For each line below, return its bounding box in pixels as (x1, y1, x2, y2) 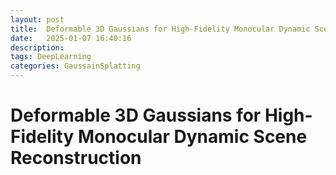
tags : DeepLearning (10, 52, 92, 62)
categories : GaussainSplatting (10, 61, 141, 71)
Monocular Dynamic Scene (77, 126, 308, 148)
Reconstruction (10, 147, 142, 170)
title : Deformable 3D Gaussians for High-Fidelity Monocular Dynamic (10, 24, 311, 34)
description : (10, 42, 65, 53)
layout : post (10, 14, 65, 25)
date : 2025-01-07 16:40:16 (10, 33, 132, 43)
